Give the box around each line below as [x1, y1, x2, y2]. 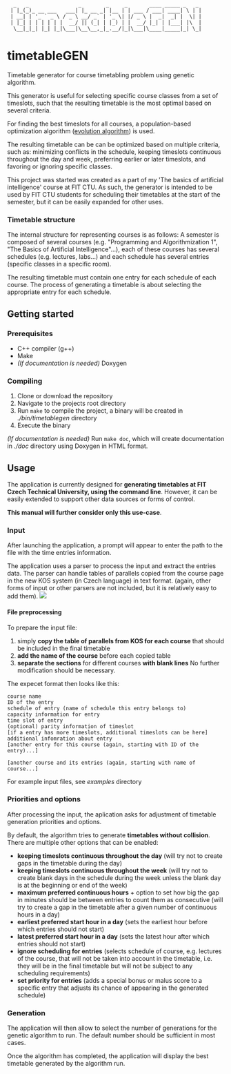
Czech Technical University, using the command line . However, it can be [7, 488, 218, 496]
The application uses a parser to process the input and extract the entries [7, 562, 216, 570]
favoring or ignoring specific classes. [7, 162, 112, 170]
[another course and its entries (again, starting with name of [7, 759, 196, 766]
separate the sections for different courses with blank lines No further [17, 658, 220, 667]
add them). [7, 592, 39, 601]
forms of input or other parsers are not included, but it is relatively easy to [7, 584, 217, 592]
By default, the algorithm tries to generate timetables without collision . [7, 830, 210, 839]
